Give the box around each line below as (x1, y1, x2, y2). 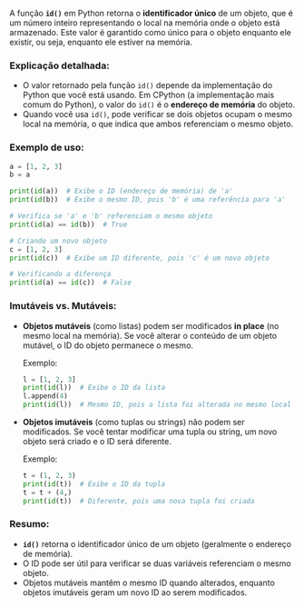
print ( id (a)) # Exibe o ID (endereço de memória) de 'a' (9, 186, 233, 196)
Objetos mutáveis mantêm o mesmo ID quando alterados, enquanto (22, 577, 275, 588)
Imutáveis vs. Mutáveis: (9, 300, 117, 313)
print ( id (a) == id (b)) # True (9, 220, 128, 229)
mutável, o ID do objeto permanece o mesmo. (22, 340, 193, 351)
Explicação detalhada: (9, 59, 111, 72)
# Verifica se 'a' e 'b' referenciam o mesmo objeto (9, 212, 213, 221)
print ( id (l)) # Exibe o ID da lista (22, 383, 166, 393)
